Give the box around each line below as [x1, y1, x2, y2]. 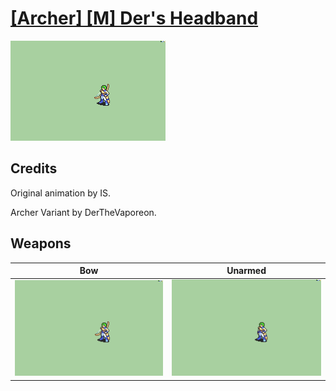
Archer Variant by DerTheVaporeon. [10, 206, 157, 218]
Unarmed [226, 265, 267, 277]
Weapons [10, 235, 72, 252]
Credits [10, 160, 58, 177]
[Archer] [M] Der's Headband [10, 7, 259, 30]
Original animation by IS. [10, 187, 112, 199]
